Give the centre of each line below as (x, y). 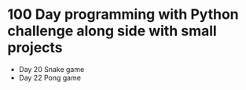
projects (35, 48)
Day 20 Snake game (51, 69)
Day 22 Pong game (50, 77)
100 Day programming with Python (123, 14)
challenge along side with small (112, 31)
